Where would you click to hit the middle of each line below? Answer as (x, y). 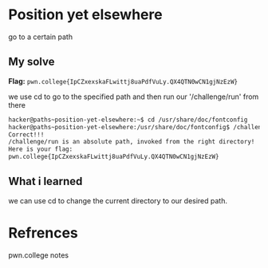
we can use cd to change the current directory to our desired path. (118, 200)
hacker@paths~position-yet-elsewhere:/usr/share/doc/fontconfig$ (119, 127)
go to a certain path (41, 37)
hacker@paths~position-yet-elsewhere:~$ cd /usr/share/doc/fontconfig (128, 120)
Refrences (43, 233)
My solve (32, 62)
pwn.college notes (39, 255)
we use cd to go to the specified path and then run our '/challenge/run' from (134, 97)
